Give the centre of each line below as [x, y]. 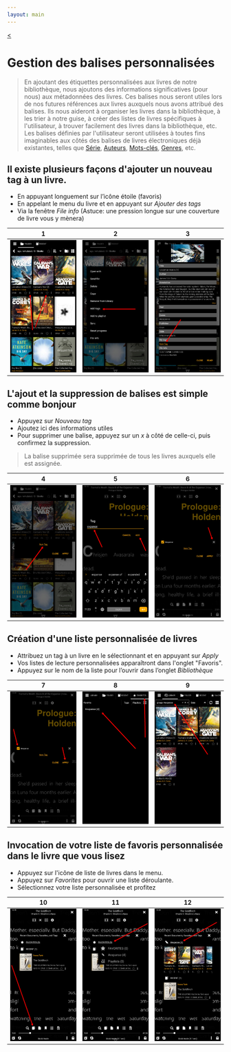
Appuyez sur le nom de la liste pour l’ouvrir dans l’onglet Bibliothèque [115, 670]
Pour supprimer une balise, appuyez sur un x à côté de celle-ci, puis [114, 436]
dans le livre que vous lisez [66, 856]
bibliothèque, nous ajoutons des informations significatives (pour [116, 89]
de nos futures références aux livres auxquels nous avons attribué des [123, 104]
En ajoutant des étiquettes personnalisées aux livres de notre [110, 82]
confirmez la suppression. [54, 443]
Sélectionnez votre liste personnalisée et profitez [86, 887]
